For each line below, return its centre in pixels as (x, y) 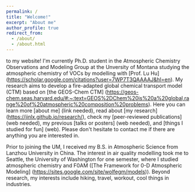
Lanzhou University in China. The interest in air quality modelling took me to (97, 153)
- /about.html (28, 44)
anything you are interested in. (43, 135)
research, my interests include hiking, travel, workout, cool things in (88, 178)
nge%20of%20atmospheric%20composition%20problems (77, 104)
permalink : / (22, 11)
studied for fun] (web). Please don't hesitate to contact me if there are (90, 129)
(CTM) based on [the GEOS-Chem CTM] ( (57, 92)
